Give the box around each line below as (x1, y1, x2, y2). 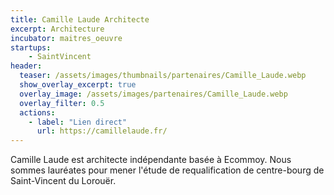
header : (10, 61, 43, 71)
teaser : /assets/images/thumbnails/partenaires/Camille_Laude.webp (19, 71, 307, 81)
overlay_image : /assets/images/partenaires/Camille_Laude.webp (19, 89, 288, 99)
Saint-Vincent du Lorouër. (10, 175, 117, 187)
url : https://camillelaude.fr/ (36, 126, 168, 136)
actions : (19, 107, 56, 118)
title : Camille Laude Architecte (10, 14, 150, 25)
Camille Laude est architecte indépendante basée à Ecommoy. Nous (10, 154, 292, 166)
